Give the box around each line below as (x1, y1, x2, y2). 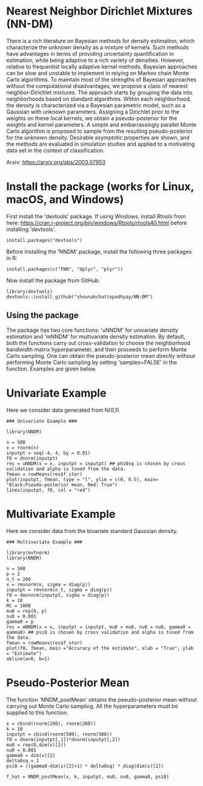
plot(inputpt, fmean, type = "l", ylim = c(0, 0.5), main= (6, 476, 159, 483)
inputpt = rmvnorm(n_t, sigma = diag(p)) (6, 586, 113, 593)
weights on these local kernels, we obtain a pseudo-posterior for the (6, 114, 178, 122)
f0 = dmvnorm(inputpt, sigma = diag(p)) (6, 592, 110, 598)
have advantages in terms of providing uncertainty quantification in (6, 50, 174, 57)
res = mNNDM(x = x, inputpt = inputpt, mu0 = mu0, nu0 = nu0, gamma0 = (6, 623, 191, 630)
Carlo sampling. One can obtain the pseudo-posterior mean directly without (6, 352, 196, 359)
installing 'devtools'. (6, 226, 56, 233)
